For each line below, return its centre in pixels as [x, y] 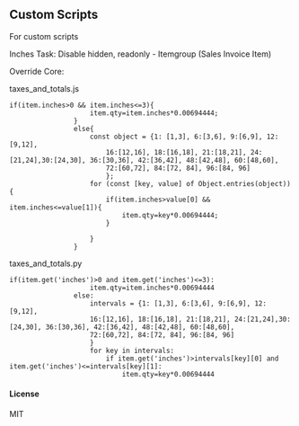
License [25, 394]
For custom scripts [44, 36]
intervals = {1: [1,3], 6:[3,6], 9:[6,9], [170, 303]
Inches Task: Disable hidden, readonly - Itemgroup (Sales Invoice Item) [141, 54]
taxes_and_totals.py [46, 263]
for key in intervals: [132, 351]
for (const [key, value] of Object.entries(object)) [190, 183]
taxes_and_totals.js [44, 88]
